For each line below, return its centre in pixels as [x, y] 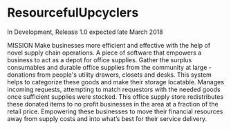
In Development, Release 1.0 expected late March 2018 [85, 32]
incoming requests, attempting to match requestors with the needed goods [114, 89]
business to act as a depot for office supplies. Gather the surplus [100, 59]
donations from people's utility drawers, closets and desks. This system [110, 75]
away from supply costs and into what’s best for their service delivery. [107, 118]
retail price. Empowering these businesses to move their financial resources [115, 111]
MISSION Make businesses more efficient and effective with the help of [109, 45]
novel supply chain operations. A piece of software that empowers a [104, 53]
